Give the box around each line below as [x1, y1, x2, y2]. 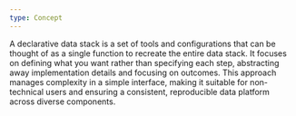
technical [9, 86, 44, 97]
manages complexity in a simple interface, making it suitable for [9, 76, 248, 87]
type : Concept [9, 13, 64, 23]
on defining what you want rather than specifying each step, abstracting [9, 57, 280, 68]
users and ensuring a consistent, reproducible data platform [44, 86, 271, 97]
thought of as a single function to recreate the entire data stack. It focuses [9, 47, 288, 59]
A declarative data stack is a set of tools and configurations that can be [9, 38, 276, 49]
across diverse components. [9, 96, 116, 107]
